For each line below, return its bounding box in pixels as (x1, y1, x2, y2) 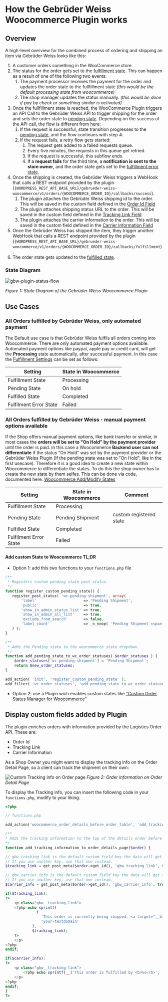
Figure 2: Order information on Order (86, 774, 162, 780)
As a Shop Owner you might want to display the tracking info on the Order (5, 759, 157, 765)
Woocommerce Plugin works (5, 14, 127, 26)
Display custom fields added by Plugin (5, 710, 127, 719)
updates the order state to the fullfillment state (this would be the (19, 84, 154, 90)
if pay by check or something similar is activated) (19, 100, 122, 106)
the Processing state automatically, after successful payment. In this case (5, 351, 158, 357)
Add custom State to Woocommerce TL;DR (5, 554, 96, 560)
